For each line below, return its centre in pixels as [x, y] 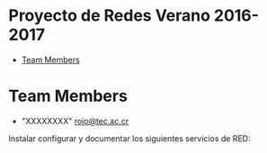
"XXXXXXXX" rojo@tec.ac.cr [75, 121]
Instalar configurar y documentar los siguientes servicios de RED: [129, 138]
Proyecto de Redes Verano [109, 16]
